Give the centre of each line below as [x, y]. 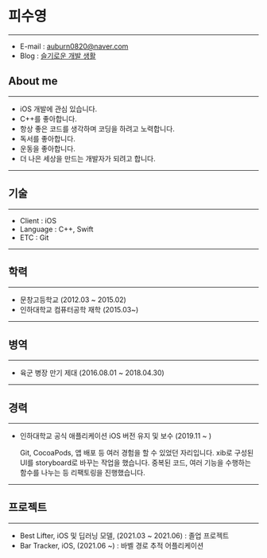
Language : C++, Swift [56, 229]
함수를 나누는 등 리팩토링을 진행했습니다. [82, 473]
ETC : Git [34, 237]
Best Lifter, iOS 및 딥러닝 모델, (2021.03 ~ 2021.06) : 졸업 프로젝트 [124, 535]
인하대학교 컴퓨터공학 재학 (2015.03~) [79, 310]
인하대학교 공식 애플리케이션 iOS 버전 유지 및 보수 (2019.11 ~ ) [116, 436]
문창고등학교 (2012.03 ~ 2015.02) [73, 300]
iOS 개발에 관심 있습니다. [58, 109]
